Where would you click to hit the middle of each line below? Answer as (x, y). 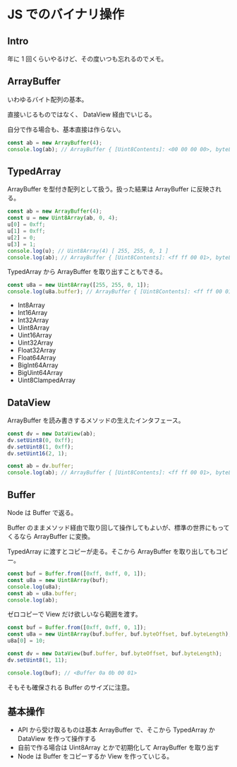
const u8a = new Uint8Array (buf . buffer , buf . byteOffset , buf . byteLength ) (118, 634)
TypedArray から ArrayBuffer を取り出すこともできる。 (87, 272)
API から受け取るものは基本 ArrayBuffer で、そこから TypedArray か (116, 730)
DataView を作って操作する (57, 739)
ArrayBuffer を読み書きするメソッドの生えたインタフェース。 (96, 420)
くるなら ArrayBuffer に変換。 (50, 536)
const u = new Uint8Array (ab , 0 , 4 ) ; (63, 218)
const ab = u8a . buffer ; (42, 593)
